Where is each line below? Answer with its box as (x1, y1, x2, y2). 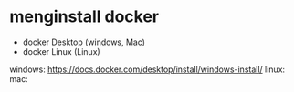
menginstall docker (9, 6, 160, 27)
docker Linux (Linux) (22, 46, 100, 56)
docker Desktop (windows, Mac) (22, 36, 146, 47)
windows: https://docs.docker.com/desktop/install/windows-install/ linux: (9, 64, 286, 75)
